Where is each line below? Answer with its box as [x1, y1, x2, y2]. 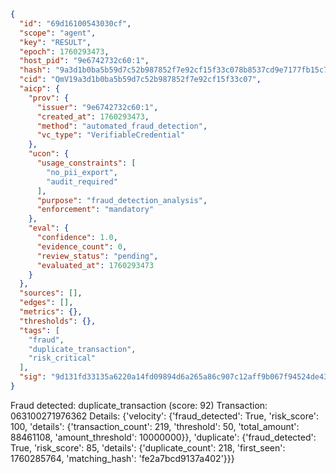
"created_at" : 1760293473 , [36, 111, 150, 122]
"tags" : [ [19, 325, 60, 335]
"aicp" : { [19, 84, 60, 94]
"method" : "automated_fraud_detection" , [36, 121, 208, 131]
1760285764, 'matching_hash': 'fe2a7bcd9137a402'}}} [10, 452, 235, 464]
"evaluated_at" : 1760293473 [36, 260, 155, 270]
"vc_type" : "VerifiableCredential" [36, 130, 186, 140]
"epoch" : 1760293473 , [19, 46, 110, 57]
